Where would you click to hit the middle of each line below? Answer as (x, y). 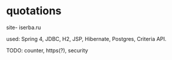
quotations (34, 11)
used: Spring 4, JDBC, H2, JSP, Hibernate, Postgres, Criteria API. (86, 39)
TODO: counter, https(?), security (47, 50)
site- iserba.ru (24, 27)
